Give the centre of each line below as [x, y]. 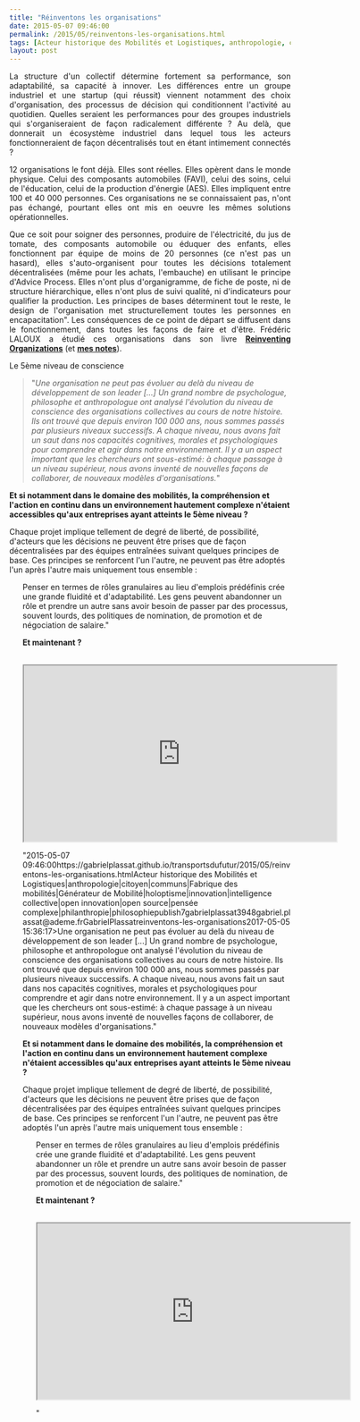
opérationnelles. [39, 217]
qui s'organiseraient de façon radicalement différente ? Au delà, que [150, 124]
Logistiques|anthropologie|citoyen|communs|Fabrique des [130, 884]
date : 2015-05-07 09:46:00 [59, 26]
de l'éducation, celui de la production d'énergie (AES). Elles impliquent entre [150, 189]
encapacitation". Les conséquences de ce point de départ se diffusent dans [150, 320]
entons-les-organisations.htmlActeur [90, 875]
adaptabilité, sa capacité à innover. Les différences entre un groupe [150, 86]
